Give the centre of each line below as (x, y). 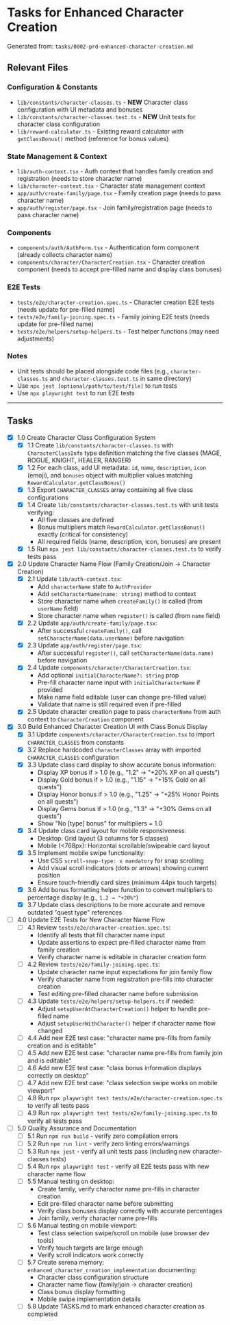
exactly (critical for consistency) (83, 534)
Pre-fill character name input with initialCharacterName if (119, 682)
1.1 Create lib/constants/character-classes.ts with (100, 445)
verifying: (41, 512)
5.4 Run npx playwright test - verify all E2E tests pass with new (118, 1166)
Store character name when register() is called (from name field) (129, 616)
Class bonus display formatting (81, 1292)
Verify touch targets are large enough (90, 1248)
